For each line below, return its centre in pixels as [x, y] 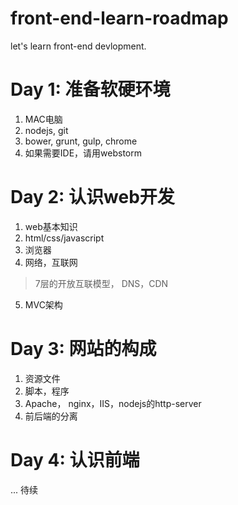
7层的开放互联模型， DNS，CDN [101, 283]
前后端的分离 [51, 416]
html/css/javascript [64, 238]
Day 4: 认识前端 [75, 459]
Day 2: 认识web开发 [92, 197]
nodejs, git [46, 130]
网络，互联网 [51, 262]
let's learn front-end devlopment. [78, 46]
